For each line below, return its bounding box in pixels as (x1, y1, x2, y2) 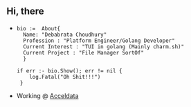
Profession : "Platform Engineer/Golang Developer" (23, 37, 175, 44)
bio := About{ (16, 25, 61, 32)
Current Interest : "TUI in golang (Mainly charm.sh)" (23, 43, 185, 50)
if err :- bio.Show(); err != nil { (16, 67, 122, 75)
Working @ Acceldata (16, 91, 79, 99)
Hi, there (6, 6, 44, 17)
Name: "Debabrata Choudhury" (23, 31, 107, 38)
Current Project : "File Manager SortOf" (23, 49, 145, 56)
